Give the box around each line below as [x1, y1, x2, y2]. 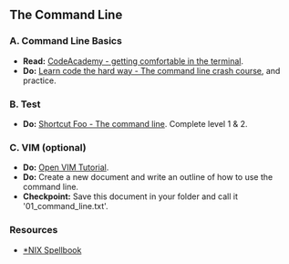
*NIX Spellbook [22, 244, 82, 255]
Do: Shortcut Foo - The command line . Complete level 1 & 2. [22, 118, 248, 129]
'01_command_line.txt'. [22, 201, 108, 212]
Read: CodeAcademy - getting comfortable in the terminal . [22, 55, 244, 67]
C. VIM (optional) [9, 141, 87, 153]
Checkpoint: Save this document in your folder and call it [22, 191, 239, 202]
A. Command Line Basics [9, 35, 123, 48]
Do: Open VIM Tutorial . [22, 162, 109, 173]
